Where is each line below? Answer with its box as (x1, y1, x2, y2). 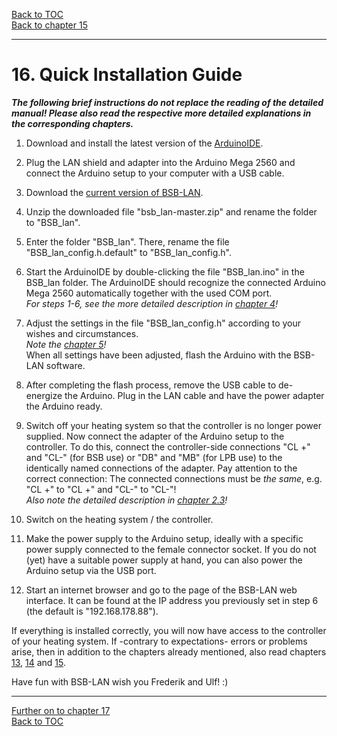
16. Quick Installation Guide (11, 64, 243, 86)
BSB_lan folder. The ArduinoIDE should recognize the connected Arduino (25, 276, 326, 288)
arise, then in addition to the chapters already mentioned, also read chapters (11, 645, 327, 658)
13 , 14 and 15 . (11, 656, 67, 668)
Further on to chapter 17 (11, 704, 111, 716)
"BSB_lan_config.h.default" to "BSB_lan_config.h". (25, 246, 232, 258)
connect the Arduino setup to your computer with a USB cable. (25, 167, 285, 179)
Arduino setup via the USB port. (25, 564, 157, 576)
